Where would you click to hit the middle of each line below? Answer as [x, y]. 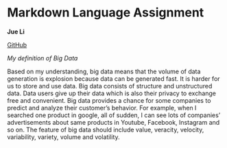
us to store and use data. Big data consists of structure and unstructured [110, 86]
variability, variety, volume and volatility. [63, 137]
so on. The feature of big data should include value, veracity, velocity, [106, 129]
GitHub [17, 45]
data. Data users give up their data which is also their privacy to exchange [112, 93]
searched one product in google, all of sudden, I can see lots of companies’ [114, 115]
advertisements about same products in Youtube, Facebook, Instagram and [113, 122]
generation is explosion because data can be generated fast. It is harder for [114, 78]
